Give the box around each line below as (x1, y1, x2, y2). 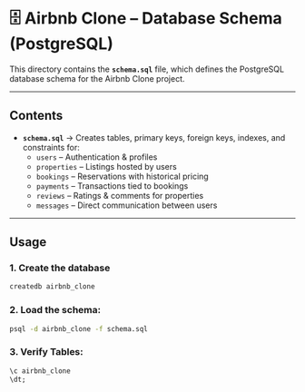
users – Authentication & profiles (35, 152, 158, 162)
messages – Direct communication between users (35, 200, 218, 211)
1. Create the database (9, 261, 111, 274)
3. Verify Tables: (9, 346, 84, 358)
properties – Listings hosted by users (35, 161, 177, 171)
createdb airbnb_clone (9, 282, 95, 291)
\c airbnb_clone (9, 366, 71, 376)
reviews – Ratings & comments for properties (35, 190, 204, 201)
